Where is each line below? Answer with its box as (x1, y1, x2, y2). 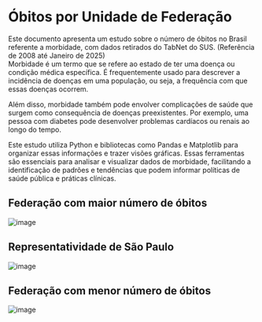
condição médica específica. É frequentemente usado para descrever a (8, 67, 241, 77)
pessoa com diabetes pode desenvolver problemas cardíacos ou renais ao (8, 116, 250, 125)
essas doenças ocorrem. (8, 84, 89, 94)
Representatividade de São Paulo (8, 241, 175, 254)
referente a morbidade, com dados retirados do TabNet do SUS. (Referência (8, 42, 255, 51)
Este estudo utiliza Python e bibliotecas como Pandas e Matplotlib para (8, 140, 238, 149)
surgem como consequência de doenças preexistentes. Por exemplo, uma (8, 107, 249, 118)
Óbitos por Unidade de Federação (8, 8, 232, 26)
